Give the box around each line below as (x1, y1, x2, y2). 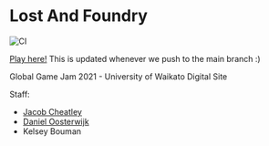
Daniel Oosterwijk (22, 116, 89, 127)
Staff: (9, 89, 30, 99)
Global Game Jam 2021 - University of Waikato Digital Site (9, 70, 228, 82)
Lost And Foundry (9, 5, 149, 26)
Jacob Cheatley (22, 106, 82, 117)
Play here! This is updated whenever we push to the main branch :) (9, 53, 262, 64)
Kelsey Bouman (22, 125, 82, 137)
